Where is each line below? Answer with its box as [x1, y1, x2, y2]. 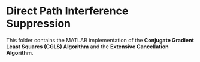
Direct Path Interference [6, 4, 129, 18]
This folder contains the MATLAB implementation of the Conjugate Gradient [6, 36, 195, 44]
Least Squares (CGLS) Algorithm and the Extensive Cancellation [6, 43, 169, 50]
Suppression [6, 17, 71, 30]
